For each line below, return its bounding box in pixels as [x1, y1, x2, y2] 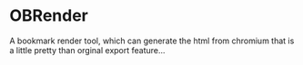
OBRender [9, 5, 88, 26]
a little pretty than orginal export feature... [9, 44, 166, 55]
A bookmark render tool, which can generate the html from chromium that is [9, 35, 295, 46]
